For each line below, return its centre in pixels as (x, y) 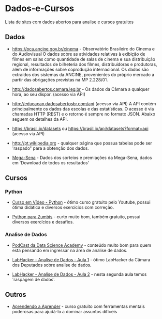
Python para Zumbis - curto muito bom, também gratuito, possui (76, 217)
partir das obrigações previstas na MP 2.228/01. (60, 80)
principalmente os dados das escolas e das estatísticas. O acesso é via (83, 109)
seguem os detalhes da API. (40, 119)
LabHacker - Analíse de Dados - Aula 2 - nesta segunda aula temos (79, 274)
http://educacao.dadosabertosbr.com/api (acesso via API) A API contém (84, 104)
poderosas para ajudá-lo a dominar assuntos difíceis (64, 311)
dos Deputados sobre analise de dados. (52, 265)
